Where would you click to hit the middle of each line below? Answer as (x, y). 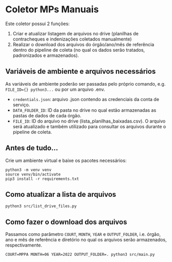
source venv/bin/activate (33, 174)
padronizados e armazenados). (46, 55)
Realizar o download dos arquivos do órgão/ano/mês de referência (83, 44)
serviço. (21, 105)
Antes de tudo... (32, 148)
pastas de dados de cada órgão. (47, 115)
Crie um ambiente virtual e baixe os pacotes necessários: (66, 160)
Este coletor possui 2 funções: (37, 24)
